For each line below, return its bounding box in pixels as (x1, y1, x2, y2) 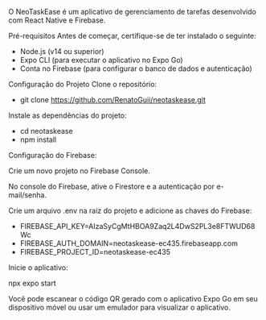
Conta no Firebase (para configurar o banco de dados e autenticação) (19, 64, 253, 73)
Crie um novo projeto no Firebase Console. (8, 166, 151, 176)
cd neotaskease (19, 127, 74, 135)
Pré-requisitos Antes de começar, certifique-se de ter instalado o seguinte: (8, 31, 257, 40)
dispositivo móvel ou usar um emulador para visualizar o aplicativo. (8, 302, 231, 312)
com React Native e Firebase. (8, 15, 106, 25)
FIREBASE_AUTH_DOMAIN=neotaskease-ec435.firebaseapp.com (19, 239, 239, 248)
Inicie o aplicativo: (8, 263, 68, 272)
